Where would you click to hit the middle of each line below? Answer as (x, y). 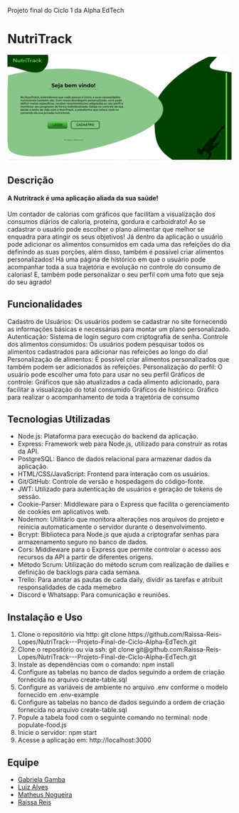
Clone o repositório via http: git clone (72, 635)
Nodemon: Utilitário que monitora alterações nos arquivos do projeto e (121, 519)
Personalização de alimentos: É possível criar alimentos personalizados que (118, 359)
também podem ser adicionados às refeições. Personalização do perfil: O (115, 367)
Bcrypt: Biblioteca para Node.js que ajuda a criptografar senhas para (118, 534)
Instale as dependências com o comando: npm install (96, 664)
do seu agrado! (30, 282)
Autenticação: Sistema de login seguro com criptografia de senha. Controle (118, 336)
